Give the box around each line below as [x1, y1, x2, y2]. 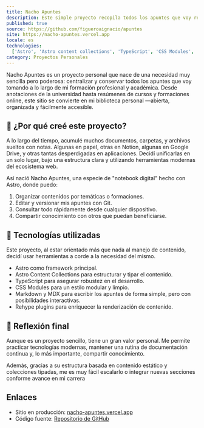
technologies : [6, 43, 42, 49]
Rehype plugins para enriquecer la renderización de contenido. [15, 303, 173, 310]
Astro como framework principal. [15, 264, 98, 272]
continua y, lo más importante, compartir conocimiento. [6, 350, 145, 357]
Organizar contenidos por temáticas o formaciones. [15, 193, 144, 200]
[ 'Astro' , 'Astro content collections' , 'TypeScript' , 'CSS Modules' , [12, 49, 194, 55]
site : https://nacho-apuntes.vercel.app [6, 32, 110, 38]
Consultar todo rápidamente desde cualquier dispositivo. [15, 206, 158, 213]
